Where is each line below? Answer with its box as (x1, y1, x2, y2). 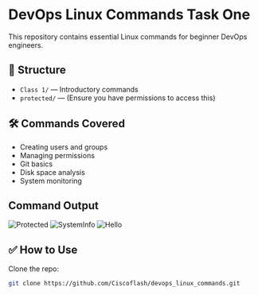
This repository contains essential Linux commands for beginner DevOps (8, 32, 248, 41)
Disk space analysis (19, 167, 85, 177)
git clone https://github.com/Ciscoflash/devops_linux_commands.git (8, 280, 240, 288)
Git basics (19, 159, 53, 169)
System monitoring (19, 176, 82, 185)
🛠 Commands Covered (8, 117, 126, 130)
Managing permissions (19, 150, 96, 160)
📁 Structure (8, 64, 66, 77)
